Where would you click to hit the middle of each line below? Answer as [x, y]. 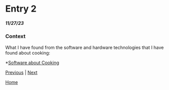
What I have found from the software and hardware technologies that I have [84, 47]
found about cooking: [28, 53]
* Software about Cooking [32, 62]
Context [16, 36]
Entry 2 [21, 9]
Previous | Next [21, 72]
